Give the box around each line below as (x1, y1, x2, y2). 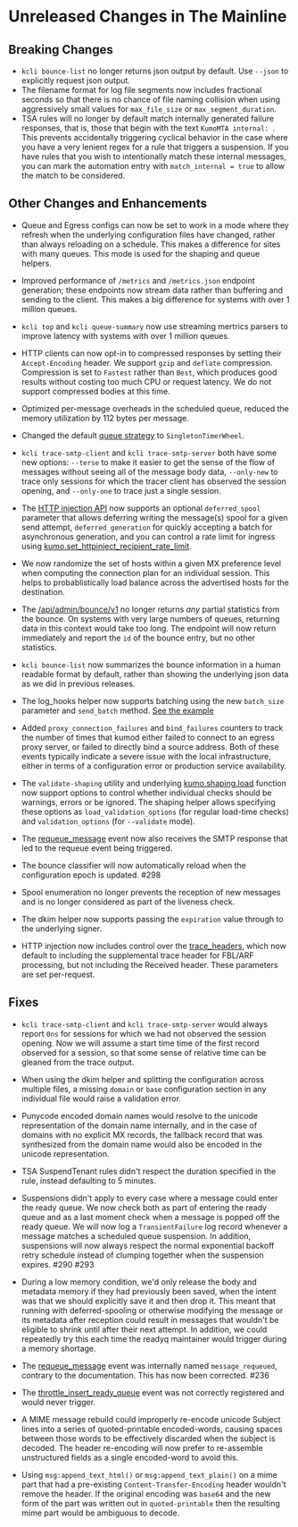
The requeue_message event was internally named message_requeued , (21, 1360, 277, 1370)
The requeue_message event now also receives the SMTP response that (21, 833, 288, 844)
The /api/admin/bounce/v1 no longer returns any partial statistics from (21, 604, 280, 615)
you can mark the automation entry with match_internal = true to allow (21, 161, 286, 171)
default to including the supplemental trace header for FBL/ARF (21, 950, 255, 961)
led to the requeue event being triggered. (21, 843, 173, 853)
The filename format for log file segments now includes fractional (21, 85, 262, 95)
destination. (21, 586, 65, 597)
